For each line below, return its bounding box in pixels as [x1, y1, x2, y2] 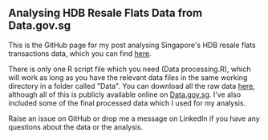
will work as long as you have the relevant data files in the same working [8, 72, 248, 82]
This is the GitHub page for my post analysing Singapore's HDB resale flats [8, 40, 256, 50]
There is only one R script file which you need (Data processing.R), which [8, 64, 251, 74]
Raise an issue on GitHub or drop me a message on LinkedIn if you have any [8, 114, 260, 123]
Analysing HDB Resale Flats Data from [8, 6, 203, 20]
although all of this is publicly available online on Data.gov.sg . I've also [8, 90, 242, 99]
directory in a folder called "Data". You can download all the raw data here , [8, 81, 255, 90]
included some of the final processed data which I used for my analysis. [8, 98, 246, 107]
